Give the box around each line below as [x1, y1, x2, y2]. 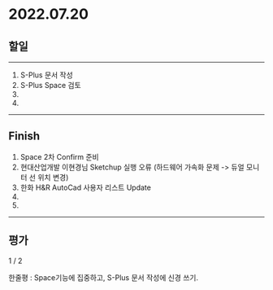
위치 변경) [37, 172, 69, 182]
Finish [8, 130, 41, 143]
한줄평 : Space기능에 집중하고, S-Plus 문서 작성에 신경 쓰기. [8, 272, 199, 282]
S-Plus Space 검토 [19, 81, 81, 90]
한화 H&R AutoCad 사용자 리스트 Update [19, 182, 152, 192]
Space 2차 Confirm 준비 [19, 152, 99, 161]
